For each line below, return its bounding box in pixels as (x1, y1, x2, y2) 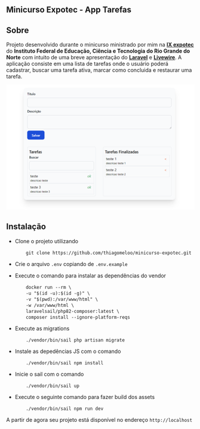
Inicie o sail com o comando (14, 370, 84, 377)
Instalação (6, 222, 47, 232)
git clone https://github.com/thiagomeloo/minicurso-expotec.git (26, 250, 192, 256)
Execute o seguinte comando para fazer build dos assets (14, 393, 155, 400)
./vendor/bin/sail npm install (26, 359, 104, 366)
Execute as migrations (14, 325, 70, 332)
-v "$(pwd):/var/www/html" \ (26, 296, 99, 302)
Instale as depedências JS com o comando (14, 348, 121, 355)
